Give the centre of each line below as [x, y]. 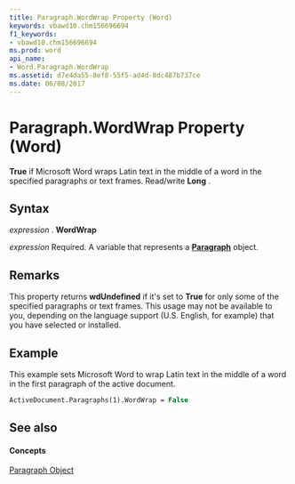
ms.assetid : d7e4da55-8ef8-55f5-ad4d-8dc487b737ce [105, 76]
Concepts [28, 450]
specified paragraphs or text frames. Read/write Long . [110, 181]
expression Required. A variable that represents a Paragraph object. [134, 247]
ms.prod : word [36, 51]
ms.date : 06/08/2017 [48, 84]
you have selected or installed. [65, 325]
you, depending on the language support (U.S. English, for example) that [142, 316]
